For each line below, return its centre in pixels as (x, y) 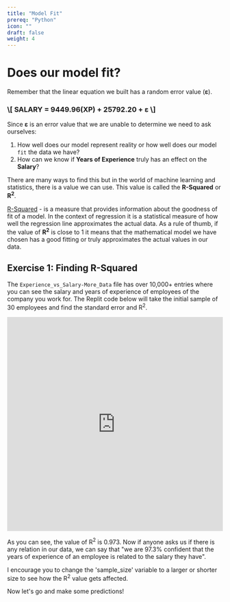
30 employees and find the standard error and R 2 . (77, 307)
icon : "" (20, 26)
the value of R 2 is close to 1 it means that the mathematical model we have (112, 231)
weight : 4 (21, 39)
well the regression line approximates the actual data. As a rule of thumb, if (113, 224)
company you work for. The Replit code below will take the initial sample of (113, 299)
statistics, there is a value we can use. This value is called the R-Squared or (114, 187)
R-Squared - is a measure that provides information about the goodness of (112, 209)
